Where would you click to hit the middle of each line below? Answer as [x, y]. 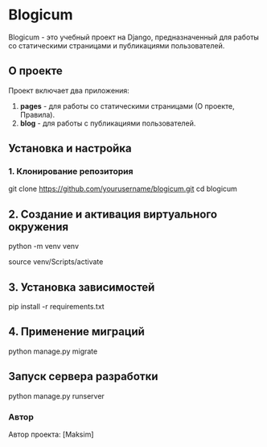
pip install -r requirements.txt [56, 307]
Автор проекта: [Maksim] [51, 434]
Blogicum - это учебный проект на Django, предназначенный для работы [134, 37]
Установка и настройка [70, 149]
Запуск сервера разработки [83, 377]
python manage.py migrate [53, 351]
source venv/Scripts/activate [56, 262]
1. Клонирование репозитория [71, 172]
